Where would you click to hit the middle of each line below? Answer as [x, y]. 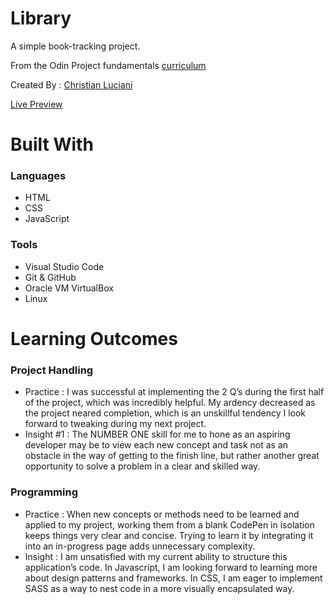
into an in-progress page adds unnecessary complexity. [140, 546]
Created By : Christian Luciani [71, 84]
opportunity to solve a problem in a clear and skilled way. [142, 466]
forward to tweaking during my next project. [115, 424]
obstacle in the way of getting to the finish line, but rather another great [172, 456]
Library [41, 18]
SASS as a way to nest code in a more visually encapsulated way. [159, 588]
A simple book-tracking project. [75, 46]
